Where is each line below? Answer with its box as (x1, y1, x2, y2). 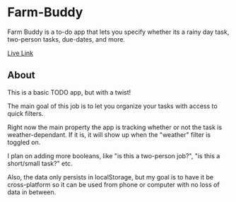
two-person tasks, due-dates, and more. (7, 35, 126, 43)
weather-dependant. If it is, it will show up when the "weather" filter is (7, 130, 211, 138)
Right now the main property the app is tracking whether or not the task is (7, 123, 223, 131)
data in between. (7, 188, 57, 196)
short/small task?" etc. (7, 159, 73, 167)
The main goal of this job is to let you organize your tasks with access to (7, 102, 218, 110)
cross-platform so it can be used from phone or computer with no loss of (7, 180, 220, 189)
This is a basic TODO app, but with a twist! (7, 88, 131, 96)
